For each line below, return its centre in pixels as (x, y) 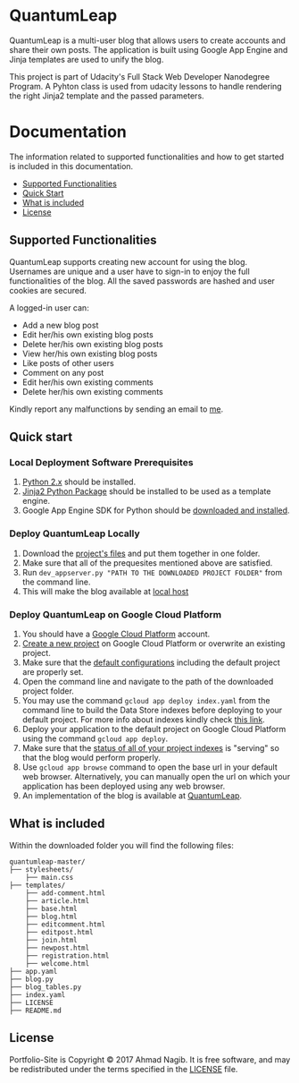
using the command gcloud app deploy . (95, 738)
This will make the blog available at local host (105, 591)
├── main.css (50, 877)
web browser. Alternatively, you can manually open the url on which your (156, 776)
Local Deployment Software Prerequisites (101, 462)
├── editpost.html (59, 932)
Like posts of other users (68, 362)
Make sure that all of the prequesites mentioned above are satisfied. (147, 563)
